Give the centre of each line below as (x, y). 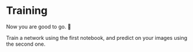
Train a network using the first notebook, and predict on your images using (97, 38)
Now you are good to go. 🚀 (39, 27)
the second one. (26, 44)
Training (27, 11)
